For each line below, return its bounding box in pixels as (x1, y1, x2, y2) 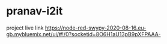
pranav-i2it (6, 4, 63, 18)
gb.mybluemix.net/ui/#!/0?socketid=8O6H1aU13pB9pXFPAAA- (6, 30, 161, 37)
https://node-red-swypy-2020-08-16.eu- (44, 24, 147, 31)
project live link (6, 24, 44, 31)
